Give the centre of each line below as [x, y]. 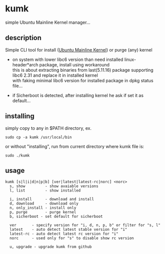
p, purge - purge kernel [43, 212]
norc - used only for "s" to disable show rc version [72, 238]
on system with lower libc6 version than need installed [68, 59]
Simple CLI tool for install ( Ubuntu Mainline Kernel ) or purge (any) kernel [79, 50]
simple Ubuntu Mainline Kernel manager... [48, 22]
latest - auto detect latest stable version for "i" [68, 230]
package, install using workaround [75, 64]
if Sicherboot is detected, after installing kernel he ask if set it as [78, 95]
